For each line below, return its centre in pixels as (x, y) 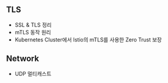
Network (23, 59)
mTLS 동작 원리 (33, 32)
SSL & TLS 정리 (33, 25)
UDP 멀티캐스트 (33, 74)
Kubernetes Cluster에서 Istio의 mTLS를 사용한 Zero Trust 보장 (88, 39)
